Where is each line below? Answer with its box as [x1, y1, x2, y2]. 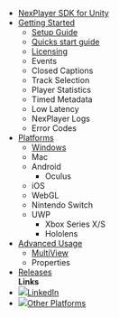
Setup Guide [31, 27, 78, 37]
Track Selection [31, 75, 90, 85]
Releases [17, 266, 52, 277]
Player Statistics [31, 85, 92, 95]
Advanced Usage [17, 238, 83, 248]
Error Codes [31, 123, 77, 134]
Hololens [44, 228, 78, 238]
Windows [31, 142, 67, 153]
